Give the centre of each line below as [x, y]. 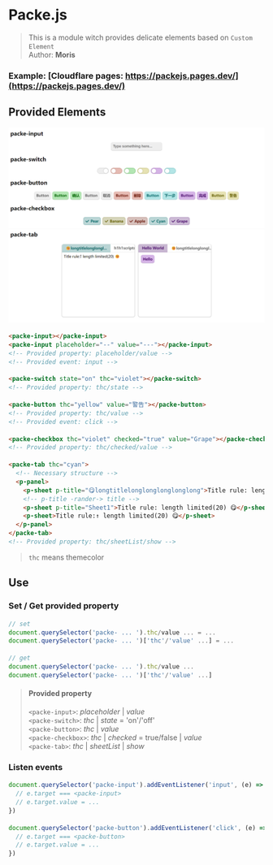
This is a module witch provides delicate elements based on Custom [141, 37]
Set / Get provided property [64, 606]
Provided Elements [57, 112]
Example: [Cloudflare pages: [66, 76]
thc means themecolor [66, 557]
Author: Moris [52, 54]
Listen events [36, 767]
